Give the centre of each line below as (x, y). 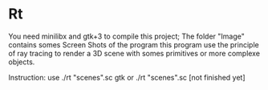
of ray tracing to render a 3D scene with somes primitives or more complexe (134, 53)
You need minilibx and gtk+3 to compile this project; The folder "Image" (126, 36)
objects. (22, 62)
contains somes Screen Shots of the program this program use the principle (134, 44)
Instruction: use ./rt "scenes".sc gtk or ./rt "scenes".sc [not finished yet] (127, 77)
